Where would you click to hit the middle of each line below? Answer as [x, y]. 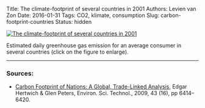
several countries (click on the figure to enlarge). [68, 52]
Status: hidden [74, 22]
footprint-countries [30, 22]
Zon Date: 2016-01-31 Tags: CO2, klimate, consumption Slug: [83, 15]
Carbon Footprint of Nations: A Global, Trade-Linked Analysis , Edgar [101, 87]
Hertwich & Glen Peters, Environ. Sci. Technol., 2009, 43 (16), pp [96, 93]
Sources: [20, 73]
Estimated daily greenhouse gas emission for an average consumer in [94, 45]
